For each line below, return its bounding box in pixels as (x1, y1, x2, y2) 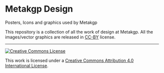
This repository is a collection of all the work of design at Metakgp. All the (5, 29, 153, 35)
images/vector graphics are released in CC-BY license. (5, 34, 116, 40)
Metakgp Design (5, 3, 73, 15)
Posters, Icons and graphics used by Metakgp (5, 19, 98, 25)
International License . (5, 62, 49, 69)
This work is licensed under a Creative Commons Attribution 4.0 (5, 57, 134, 63)
